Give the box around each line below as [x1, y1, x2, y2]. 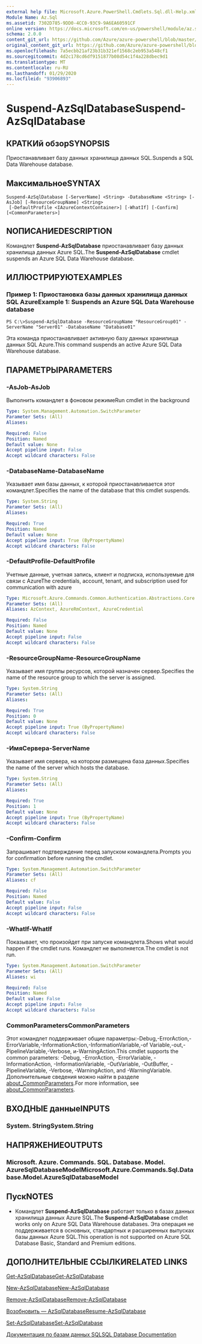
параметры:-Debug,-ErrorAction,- [106, 1035, 192, 1042]
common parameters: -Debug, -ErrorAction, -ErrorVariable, [6, 1054, 153, 1061]
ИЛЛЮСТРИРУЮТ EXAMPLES [6, 272, 123, 283]
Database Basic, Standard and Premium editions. [14, 1239, 136, 1247]
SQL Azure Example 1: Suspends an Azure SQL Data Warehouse [6, 298, 194, 307]
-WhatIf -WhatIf [6, 924, 52, 933]
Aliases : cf [6, 877, 36, 884]
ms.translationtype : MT [6, 59, 66, 65]
